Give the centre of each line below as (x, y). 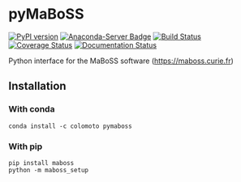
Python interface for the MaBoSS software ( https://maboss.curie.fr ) (121, 61)
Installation (37, 86)
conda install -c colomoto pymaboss (70, 126)
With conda (32, 109)
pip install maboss (41, 163)
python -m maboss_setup (49, 170)
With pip (26, 146)
